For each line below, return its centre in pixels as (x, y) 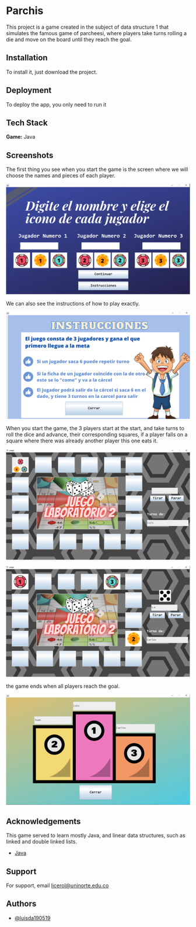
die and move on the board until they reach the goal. (69, 39)
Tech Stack (27, 123)
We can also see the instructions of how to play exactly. (73, 303)
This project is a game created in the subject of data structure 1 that (87, 27)
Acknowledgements (43, 821)
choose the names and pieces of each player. (61, 176)
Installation (27, 58)
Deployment (29, 90)
